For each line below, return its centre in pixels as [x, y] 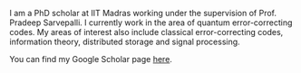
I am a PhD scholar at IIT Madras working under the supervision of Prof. [143, 13]
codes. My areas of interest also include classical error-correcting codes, [146, 32]
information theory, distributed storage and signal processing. [125, 41]
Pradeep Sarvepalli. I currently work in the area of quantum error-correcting [151, 23]
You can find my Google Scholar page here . [91, 59]
